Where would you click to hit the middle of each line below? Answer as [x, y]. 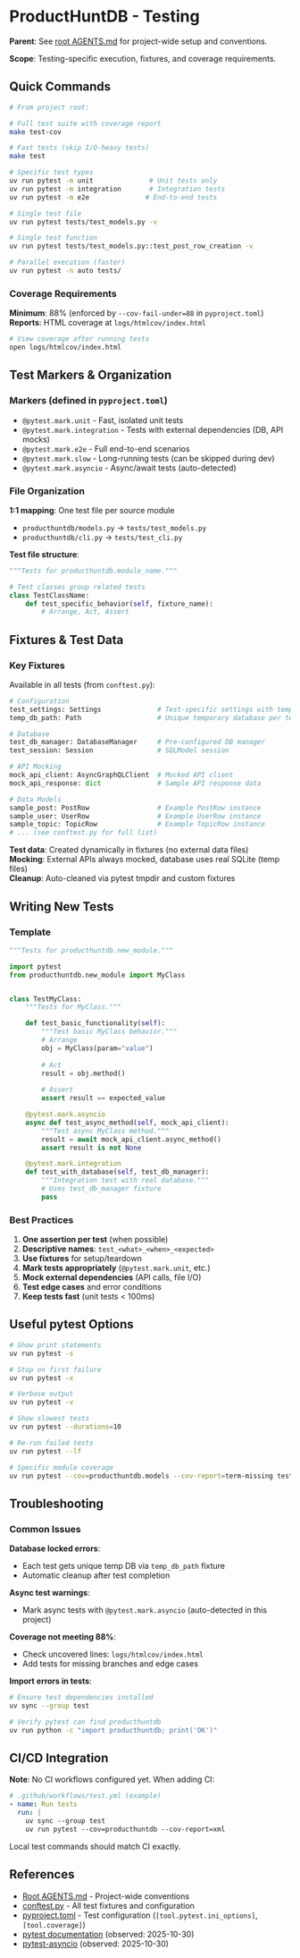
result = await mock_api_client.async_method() [131, 1139]
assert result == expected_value [104, 1098]
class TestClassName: [50, 595]
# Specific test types [51, 173]
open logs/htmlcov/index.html [66, 348]
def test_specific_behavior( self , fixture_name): [120, 604]
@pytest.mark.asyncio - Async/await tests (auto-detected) [129, 468]
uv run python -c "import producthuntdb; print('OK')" [113, 1730]
